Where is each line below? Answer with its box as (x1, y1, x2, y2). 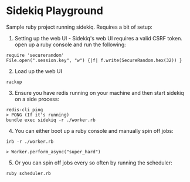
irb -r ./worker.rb (6, 139, 54, 145)
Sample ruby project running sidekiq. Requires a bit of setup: (6, 23, 152, 30)
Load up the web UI (14, 67, 63, 74)
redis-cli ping (6, 107, 43, 112)
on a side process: (14, 95, 60, 102)
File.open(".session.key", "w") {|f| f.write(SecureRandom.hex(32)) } (6, 57, 182, 63)
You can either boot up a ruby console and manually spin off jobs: (14, 127, 174, 134)
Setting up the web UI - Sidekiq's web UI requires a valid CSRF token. (14, 35, 183, 42)
